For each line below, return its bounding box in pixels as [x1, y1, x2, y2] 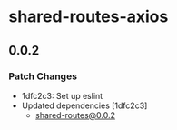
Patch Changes [8, 70, 78, 83]
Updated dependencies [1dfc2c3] [21, 100, 148, 111]
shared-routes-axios [8, 6, 169, 27]
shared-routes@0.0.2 [34, 109, 115, 120]
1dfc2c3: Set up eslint [21, 90, 103, 101]
